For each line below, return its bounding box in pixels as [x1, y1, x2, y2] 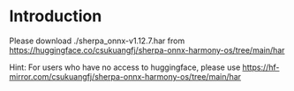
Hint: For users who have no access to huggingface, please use [9, 62, 241, 72]
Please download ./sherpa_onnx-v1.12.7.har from [9, 35, 185, 46]
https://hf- [242, 62, 280, 72]
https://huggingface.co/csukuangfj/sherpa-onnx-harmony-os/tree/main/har [9, 44, 285, 55]
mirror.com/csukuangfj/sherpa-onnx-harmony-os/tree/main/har [9, 71, 241, 81]
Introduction [9, 6, 102, 27]
